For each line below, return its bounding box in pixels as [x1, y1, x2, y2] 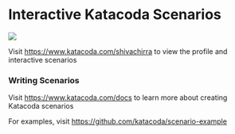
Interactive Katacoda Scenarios [8, 6, 221, 24]
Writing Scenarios [8, 75, 80, 86]
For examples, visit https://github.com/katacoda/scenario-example [8, 117, 227, 126]
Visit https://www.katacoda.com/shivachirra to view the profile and [8, 46, 228, 56]
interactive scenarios [8, 55, 77, 64]
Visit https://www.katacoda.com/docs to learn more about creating [8, 93, 228, 102]
